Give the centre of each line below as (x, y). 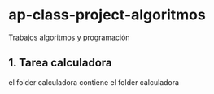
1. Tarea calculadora (60, 63)
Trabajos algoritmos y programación (69, 37)
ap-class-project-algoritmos (107, 15)
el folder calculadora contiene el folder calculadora (94, 82)
